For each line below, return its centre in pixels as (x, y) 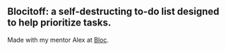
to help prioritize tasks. (59, 23)
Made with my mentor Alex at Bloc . (58, 40)
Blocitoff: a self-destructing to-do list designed (113, 12)
